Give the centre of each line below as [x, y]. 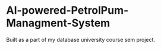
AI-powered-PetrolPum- [67, 10]
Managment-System [58, 23]
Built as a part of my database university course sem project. [81, 39]
